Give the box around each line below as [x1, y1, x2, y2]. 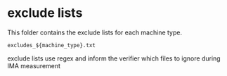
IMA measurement [7, 61, 61, 70]
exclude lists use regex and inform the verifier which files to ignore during [7, 54, 221, 63]
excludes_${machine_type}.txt [7, 42, 96, 49]
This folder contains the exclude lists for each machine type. [7, 28, 183, 37]
